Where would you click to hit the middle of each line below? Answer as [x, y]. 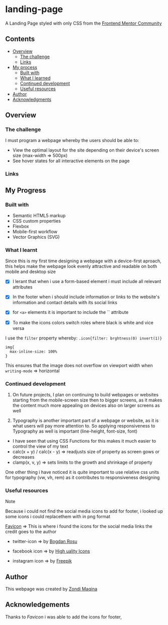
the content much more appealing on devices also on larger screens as [86, 405]
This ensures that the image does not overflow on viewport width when [79, 365]
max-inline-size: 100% [33, 352]
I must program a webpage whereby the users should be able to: [72, 141]
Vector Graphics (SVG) [36, 237]
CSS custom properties [37, 221]
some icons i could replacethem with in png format [58, 517]
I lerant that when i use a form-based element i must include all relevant [87, 282]
